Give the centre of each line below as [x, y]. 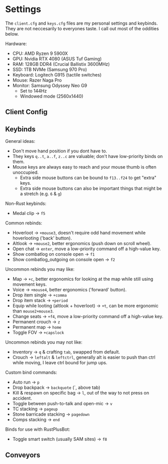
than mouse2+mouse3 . [33, 311]
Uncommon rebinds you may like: [40, 269]
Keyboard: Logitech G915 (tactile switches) [57, 74]
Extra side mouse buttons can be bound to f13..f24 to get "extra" [88, 178]
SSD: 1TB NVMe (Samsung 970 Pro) [50, 69]
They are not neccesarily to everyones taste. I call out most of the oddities [82, 28]
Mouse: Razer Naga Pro [37, 80]
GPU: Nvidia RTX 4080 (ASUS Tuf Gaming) [57, 58]
